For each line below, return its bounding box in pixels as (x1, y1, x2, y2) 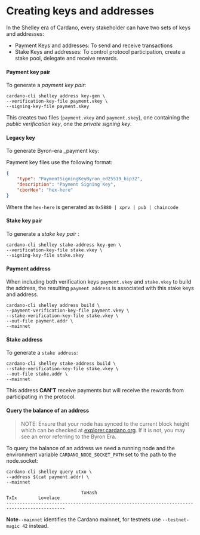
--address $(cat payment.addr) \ (6, 473, 90, 480)
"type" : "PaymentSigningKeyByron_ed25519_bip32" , (17, 176, 143, 182)
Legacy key (6, 134, 36, 141)
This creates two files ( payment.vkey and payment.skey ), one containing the (6, 114, 190, 121)
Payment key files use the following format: (6, 159, 113, 166)
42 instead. (21, 522, 49, 529)
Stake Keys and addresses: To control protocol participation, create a (14, 48, 185, 55)
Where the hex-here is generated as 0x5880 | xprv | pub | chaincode (6, 203, 179, 210)
